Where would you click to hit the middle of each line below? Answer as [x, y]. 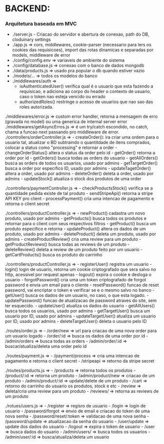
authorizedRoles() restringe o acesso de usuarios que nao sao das [86, 102]
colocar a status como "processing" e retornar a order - [61, 148]
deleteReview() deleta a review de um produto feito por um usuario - [74, 250]
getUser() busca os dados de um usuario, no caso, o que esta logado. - [77, 296]
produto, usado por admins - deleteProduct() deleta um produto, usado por [81, 234]
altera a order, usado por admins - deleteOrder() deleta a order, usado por [79, 173]
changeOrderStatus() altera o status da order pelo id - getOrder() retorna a [80, 153]
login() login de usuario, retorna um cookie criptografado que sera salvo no [81, 270]
